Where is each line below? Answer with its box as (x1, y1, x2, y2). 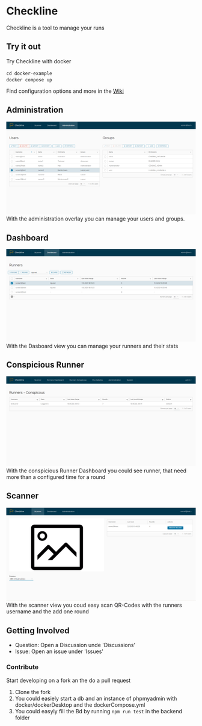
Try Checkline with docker (6, 57, 72, 64)
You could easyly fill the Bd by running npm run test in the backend (14, 707, 182, 715)
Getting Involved (6, 625, 70, 636)
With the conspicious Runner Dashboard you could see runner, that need (6, 467, 187, 474)
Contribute (6, 663, 39, 671)
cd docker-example (6, 70, 52, 77)
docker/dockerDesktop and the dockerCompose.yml (14, 701, 145, 709)
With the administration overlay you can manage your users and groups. (6, 215, 185, 222)
